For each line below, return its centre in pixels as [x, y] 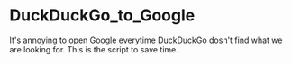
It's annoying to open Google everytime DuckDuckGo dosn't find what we [146, 40]
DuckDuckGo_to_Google [102, 16]
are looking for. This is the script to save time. [94, 49]
